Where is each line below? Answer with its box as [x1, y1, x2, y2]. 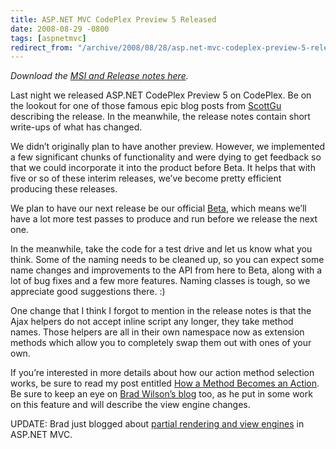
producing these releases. [10, 183, 118, 195]
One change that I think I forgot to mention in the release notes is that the [10, 305, 312, 317]
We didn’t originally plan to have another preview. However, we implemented [10, 141, 326, 153]
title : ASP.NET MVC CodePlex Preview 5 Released [10, 14, 217, 25]
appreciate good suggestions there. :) [10, 286, 166, 298]
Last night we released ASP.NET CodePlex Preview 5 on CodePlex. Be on [10, 89, 312, 101]
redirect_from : [10, 42, 74, 53]
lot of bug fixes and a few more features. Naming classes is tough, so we [10, 275, 311, 287]
